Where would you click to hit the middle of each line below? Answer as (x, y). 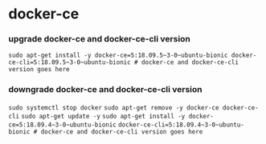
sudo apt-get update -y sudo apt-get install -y (103, 116)
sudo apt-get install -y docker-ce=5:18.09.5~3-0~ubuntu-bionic (118, 56)
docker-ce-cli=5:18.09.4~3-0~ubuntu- (181, 125)
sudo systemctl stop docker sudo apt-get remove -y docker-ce (114, 108)
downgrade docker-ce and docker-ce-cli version (105, 90)
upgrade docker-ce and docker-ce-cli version (100, 39)
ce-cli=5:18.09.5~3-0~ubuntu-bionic (70, 62)
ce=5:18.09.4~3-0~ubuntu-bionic (62, 125)
